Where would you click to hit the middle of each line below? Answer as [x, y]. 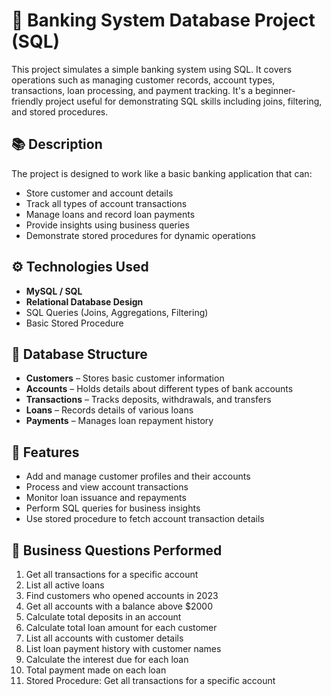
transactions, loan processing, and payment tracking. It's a [132, 90]
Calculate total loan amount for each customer [121, 627]
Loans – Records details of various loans [109, 410]
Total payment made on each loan [96, 670]
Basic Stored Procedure [74, 323]
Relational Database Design [84, 301]
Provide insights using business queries [107, 225]
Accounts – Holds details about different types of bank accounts [159, 389]
